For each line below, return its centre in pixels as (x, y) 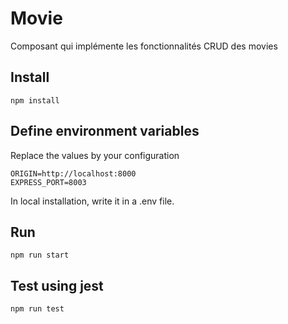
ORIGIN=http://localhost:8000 (73, 173)
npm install (35, 100)
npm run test (37, 309)
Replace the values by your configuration (95, 155)
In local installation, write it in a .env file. (92, 201)
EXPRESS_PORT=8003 (48, 182)
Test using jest (57, 285)
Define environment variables (105, 131)
